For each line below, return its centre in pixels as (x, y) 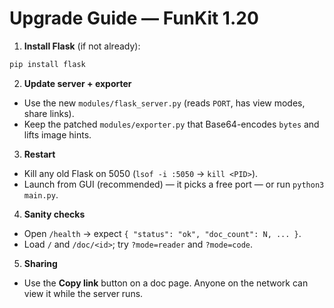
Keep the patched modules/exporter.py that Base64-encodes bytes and (171, 124)
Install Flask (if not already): (82, 46)
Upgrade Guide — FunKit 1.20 (134, 18)
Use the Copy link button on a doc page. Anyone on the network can (166, 283)
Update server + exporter (77, 83)
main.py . (41, 194)
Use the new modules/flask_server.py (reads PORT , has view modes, (164, 103)
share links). (49, 113)
